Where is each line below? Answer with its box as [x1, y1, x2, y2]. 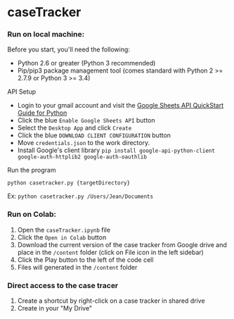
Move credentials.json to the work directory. [17, 139, 150, 147]
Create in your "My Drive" [17, 304, 93, 313]
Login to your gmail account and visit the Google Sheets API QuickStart [17, 101, 224, 110]
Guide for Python [17, 108, 67, 117]
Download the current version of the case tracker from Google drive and [17, 240, 227, 249]
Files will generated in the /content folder [17, 263, 138, 271]
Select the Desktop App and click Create [17, 124, 132, 132]
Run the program [7, 166, 56, 175]
